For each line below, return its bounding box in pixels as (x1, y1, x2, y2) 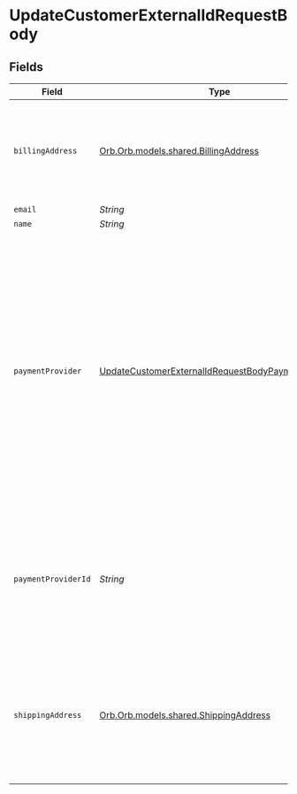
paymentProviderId (13, 574, 91, 584)
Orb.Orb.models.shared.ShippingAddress (99, 709, 271, 721)
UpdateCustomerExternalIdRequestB (9, 5, 288, 26)
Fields (9, 59, 44, 74)
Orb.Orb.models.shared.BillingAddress (99, 145, 259, 157)
